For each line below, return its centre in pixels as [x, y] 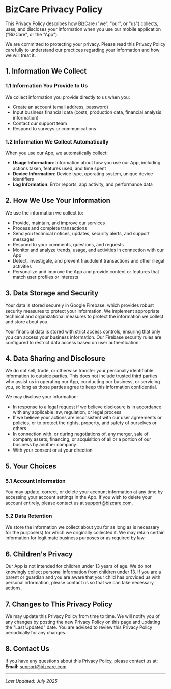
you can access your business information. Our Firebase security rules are [83, 337]
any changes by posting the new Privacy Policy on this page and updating [83, 622]
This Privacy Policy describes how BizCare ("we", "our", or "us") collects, [82, 23]
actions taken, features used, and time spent [59, 168]
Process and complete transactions [50, 228]
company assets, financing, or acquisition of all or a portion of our [82, 439]
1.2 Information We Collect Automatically [57, 141]
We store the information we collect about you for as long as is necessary [82, 527]
